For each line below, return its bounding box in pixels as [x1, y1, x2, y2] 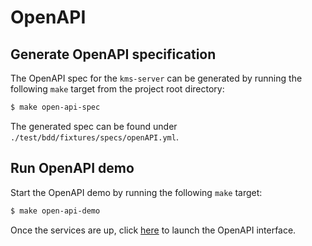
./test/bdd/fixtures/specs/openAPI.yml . [10, 131, 179, 143]
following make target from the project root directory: [10, 83, 225, 95]
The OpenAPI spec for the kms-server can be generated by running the [10, 72, 303, 84]
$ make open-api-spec [10, 102, 101, 112]
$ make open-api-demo [10, 206, 101, 216]
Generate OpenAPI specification [10, 46, 217, 63]
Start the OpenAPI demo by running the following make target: [10, 186, 263, 198]
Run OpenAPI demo [10, 160, 135, 177]
